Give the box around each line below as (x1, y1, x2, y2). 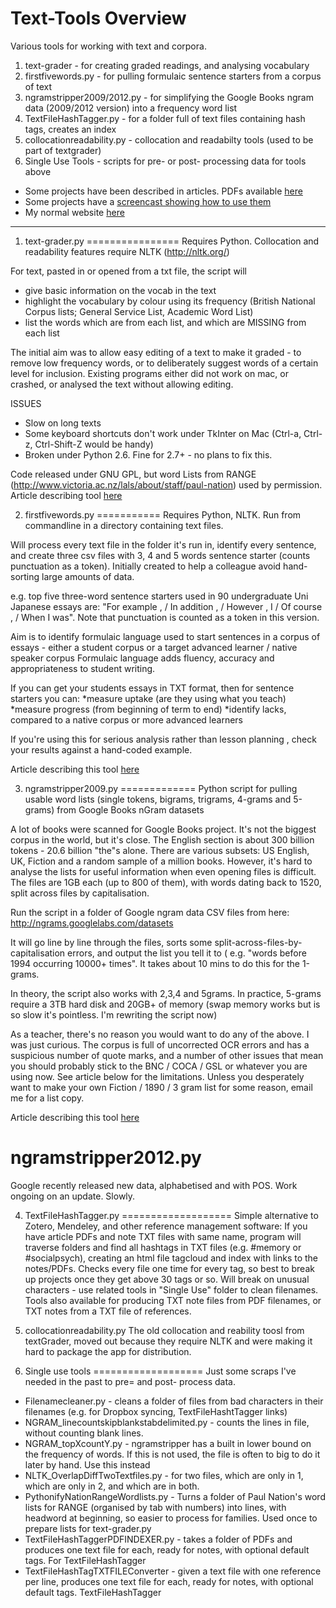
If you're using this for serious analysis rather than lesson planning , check (10, 733, 317, 745)
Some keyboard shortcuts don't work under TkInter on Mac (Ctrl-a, (24, 427, 302, 439)
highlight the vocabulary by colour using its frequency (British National (24, 295, 316, 307)
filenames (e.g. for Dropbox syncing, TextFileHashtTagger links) (24, 1405, 288, 1417)
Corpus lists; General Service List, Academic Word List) (24, 305, 254, 317)
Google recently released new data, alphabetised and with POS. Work (10, 1179, 298, 1191)
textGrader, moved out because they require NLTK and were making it (24, 1335, 313, 1347)
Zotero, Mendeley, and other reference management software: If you (24, 1220, 308, 1232)
